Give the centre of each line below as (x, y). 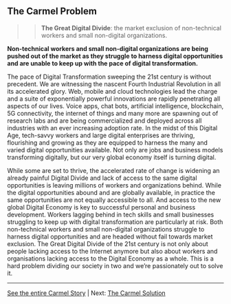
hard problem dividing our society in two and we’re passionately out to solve (115, 265)
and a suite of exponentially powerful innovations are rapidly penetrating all (114, 99)
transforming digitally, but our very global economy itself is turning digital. (112, 157)
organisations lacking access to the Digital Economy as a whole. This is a (111, 259)
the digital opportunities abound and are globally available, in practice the (111, 192)
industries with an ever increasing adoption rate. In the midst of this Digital (112, 128)
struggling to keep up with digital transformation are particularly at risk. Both (115, 222)
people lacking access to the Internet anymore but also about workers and (112, 251)
